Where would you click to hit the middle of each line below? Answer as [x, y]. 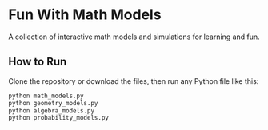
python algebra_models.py [51, 110]
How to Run [38, 62]
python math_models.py [46, 96]
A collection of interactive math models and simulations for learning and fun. [134, 37]
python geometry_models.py [53, 103]
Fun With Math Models [85, 15]
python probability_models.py [59, 118]
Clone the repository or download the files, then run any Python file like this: [134, 81]
